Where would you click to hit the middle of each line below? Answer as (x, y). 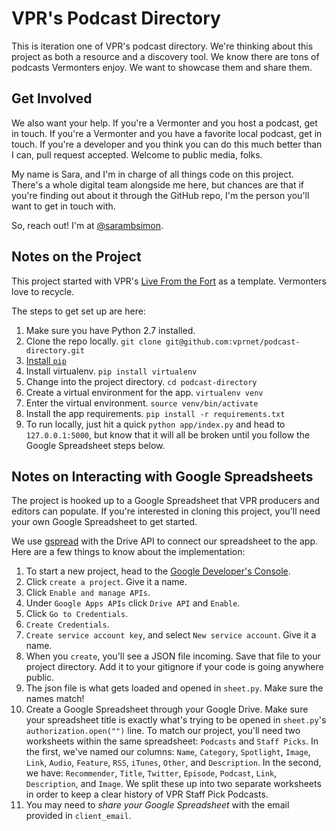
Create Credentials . (67, 624)
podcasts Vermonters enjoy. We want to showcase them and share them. (162, 67)
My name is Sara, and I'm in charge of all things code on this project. (152, 174)
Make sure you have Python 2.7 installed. (110, 330)
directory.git (55, 350)
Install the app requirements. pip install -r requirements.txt (155, 413)
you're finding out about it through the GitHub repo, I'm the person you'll (160, 195)
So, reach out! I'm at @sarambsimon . (87, 225)
